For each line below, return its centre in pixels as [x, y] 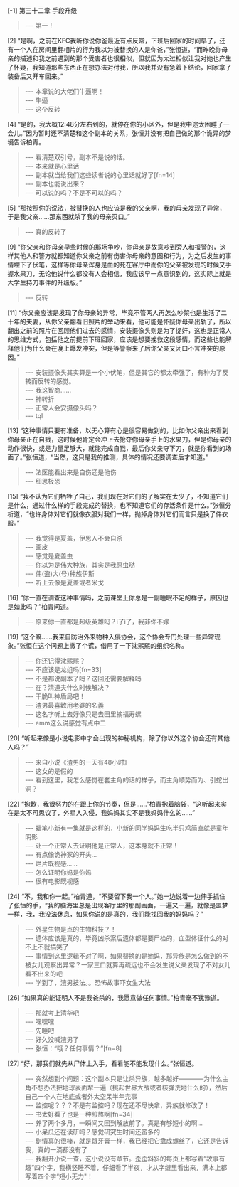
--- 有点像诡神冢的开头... [61, 855]
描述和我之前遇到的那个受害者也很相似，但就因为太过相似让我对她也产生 [126, 58]
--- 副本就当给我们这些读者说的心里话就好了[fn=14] [100, 175]
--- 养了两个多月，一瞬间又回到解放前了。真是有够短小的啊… [114, 1123]
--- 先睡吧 [39, 1031]
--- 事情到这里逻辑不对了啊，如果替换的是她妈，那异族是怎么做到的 [123, 956]
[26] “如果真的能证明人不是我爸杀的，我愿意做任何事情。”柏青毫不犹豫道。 [115, 997]
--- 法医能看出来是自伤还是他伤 [71, 472]
